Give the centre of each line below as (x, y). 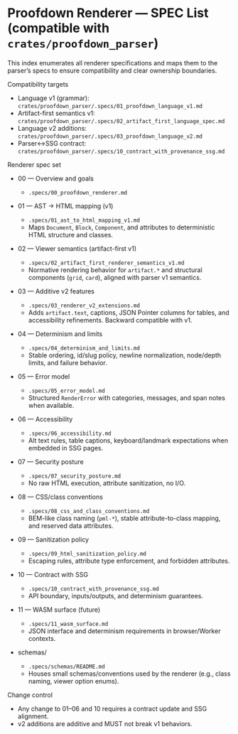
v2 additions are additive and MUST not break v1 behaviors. (105, 723)
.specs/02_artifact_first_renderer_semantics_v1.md (106, 263)
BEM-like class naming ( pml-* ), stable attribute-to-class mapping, (124, 518)
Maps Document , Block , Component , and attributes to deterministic (121, 227)
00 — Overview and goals (56, 178)
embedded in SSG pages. (66, 448)
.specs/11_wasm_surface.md (68, 624)
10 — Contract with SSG (53, 574)
